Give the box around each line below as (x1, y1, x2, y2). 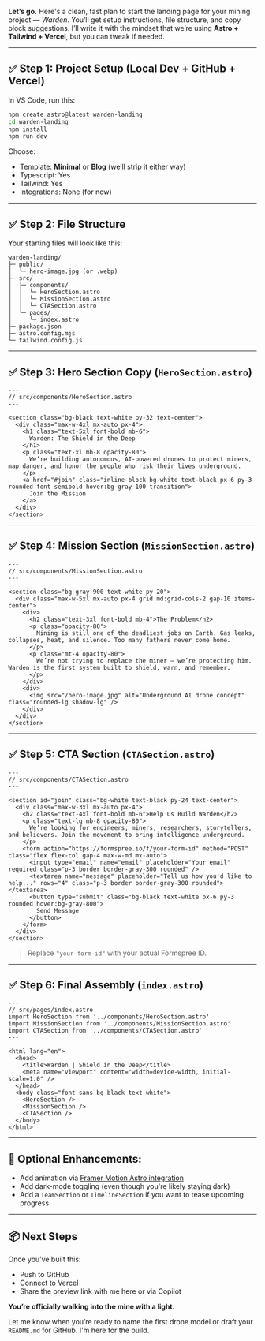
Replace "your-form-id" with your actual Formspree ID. (27, 948, 207, 958)
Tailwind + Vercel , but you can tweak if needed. (8, 32, 166, 41)
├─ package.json (8, 323, 62, 331)
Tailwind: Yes (19, 179, 63, 189)
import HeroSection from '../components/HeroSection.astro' (8, 1013, 211, 1021)
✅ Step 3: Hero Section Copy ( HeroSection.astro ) (8, 365, 252, 379)
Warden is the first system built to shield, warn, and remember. (8, 663, 231, 671)
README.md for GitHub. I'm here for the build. (8, 1325, 150, 1335)
